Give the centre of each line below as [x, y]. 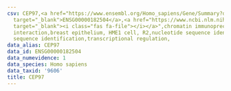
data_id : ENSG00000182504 [44, 52]
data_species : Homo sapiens [47, 64]
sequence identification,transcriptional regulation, [92, 39]
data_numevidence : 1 [37, 58]
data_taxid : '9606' [35, 70]
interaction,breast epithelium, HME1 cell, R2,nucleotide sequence [112, 32]
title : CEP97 [26, 77]
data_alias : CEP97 [33, 45]
